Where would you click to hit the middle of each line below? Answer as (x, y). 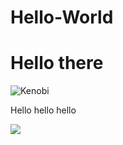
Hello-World (62, 17)
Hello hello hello (43, 110)
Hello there (57, 63)
